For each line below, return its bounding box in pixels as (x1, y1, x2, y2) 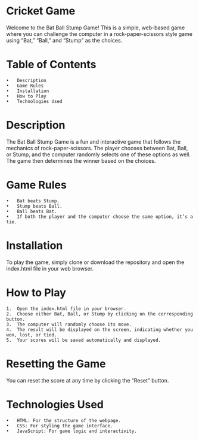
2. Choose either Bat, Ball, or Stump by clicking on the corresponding (6, 311, 194, 317)
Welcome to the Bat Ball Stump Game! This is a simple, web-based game (6, 24, 185, 31)
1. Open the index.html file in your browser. (6, 305, 127, 312)
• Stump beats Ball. (6, 203, 63, 209)
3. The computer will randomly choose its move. (6, 321, 132, 327)
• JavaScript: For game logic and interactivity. (6, 428, 137, 434)
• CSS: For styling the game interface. (6, 423, 113, 429)
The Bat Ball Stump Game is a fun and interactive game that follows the (6, 138, 181, 145)
